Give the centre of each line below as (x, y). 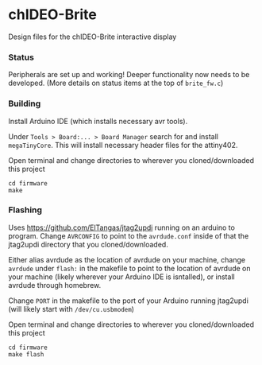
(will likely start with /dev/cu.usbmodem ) (71, 309)
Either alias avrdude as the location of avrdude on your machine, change (127, 259)
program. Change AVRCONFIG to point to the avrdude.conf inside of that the (129, 235)
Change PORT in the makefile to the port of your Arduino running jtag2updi (128, 301)
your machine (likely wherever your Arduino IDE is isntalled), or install (122, 277)
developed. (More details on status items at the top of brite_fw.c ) (116, 83)
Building (25, 103)
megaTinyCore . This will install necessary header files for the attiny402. (123, 145)
